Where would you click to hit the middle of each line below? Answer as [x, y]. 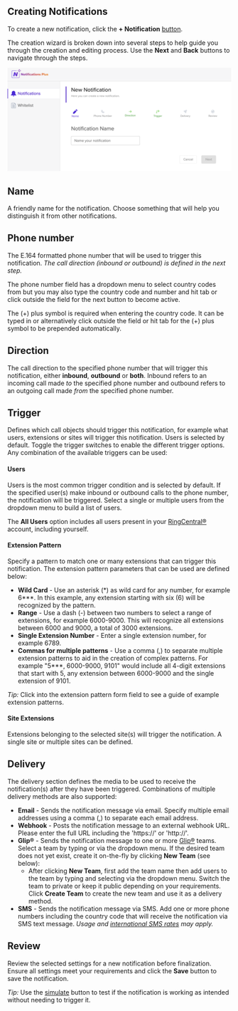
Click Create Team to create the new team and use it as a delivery [125, 894]
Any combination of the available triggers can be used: [87, 453]
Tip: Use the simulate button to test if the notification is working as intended [118, 992]
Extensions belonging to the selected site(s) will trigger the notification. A [115, 734]
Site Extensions [31, 718]
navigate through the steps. [48, 58]
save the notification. [38, 978]
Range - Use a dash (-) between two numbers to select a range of [114, 612]
